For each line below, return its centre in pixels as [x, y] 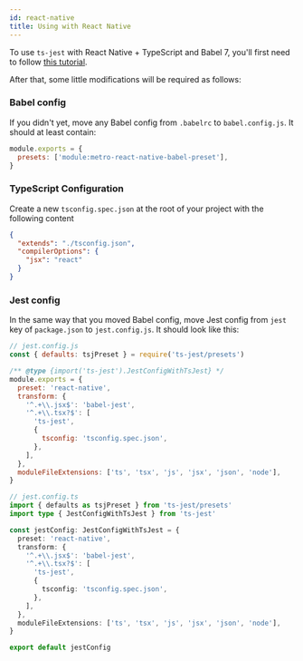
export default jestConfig [60, 648]
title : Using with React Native [70, 26]
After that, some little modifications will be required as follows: [125, 79]
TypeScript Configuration [66, 189]
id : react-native [42, 18]
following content [42, 218]
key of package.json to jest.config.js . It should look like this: [124, 330]
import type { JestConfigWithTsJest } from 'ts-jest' [113, 514]
